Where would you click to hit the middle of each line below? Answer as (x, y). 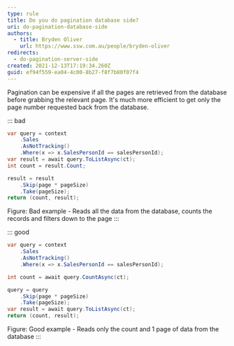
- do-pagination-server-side (56, 59)
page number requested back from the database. (78, 107)
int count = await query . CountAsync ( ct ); (68, 277)
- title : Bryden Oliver (48, 40)
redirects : (23, 53)
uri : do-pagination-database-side (58, 27)
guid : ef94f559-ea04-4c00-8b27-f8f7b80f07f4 (73, 72)
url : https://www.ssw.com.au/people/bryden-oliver (95, 46)
